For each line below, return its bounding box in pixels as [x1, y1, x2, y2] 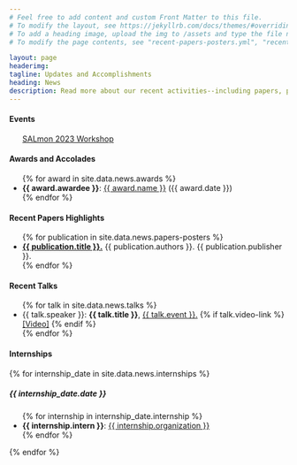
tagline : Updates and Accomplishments [9, 70, 152, 80]
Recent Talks [9, 280, 58, 291]
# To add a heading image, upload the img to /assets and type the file [9, 29, 283, 38]
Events [9, 114, 35, 125]
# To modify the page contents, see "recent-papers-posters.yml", [9, 37, 259, 47]
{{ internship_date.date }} [9, 388, 107, 399]
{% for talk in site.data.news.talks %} [21, 300, 157, 310]
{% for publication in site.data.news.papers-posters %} [21, 232, 224, 243]
